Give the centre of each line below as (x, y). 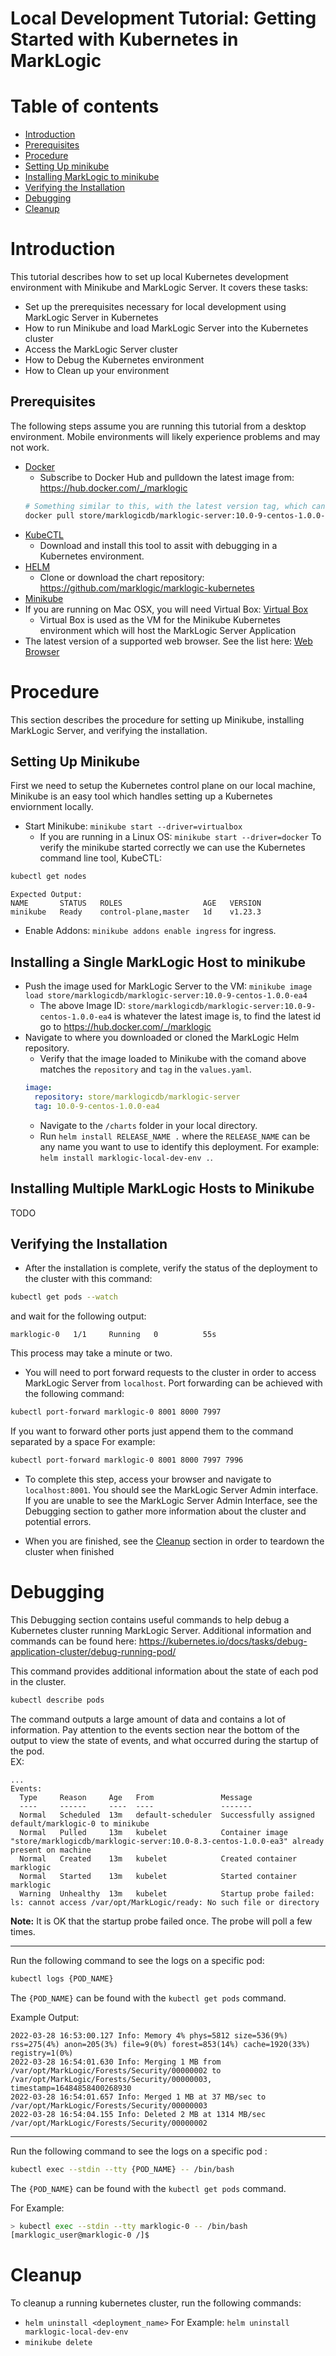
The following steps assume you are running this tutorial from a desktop (158, 426)
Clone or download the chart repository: (122, 577)
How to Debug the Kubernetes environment (114, 360)
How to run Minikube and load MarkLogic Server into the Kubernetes (166, 328)
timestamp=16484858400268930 (71, 2088)
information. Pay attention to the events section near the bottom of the (155, 1729)
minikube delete (58, 2343)
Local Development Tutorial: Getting (163, 18)
